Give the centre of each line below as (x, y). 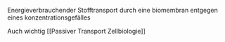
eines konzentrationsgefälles (49, 17)
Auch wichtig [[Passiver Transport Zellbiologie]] (77, 31)
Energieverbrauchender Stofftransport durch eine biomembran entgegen (112, 10)
